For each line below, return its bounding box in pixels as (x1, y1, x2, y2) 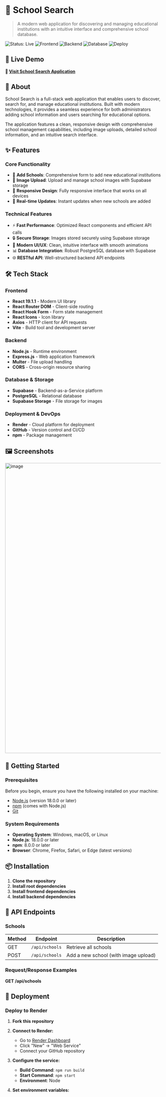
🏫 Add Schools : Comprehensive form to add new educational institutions (12, 172, 161, 178)
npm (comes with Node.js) (12, 803, 67, 809)
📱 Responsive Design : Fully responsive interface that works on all (12, 188, 147, 194)
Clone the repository (12, 878, 56, 884)
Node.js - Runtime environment (12, 348, 77, 354)
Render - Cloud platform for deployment (12, 422, 95, 428)
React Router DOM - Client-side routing (12, 304, 94, 309)
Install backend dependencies (12, 893, 76, 899)
